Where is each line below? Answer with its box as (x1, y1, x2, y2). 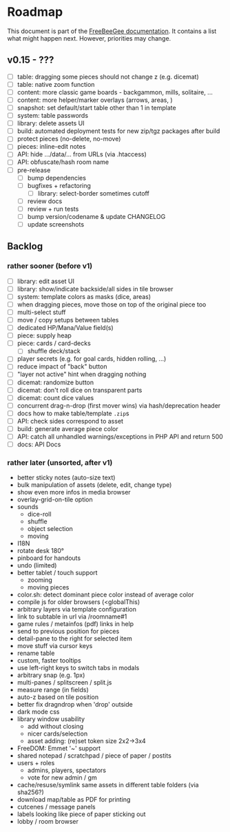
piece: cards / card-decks (17, 339, 91, 348)
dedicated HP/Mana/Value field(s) (17, 324, 114, 332)
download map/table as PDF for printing (17, 795, 131, 804)
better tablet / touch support (17, 569, 98, 577)
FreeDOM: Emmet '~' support (17, 745, 101, 753)
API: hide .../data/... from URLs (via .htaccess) (17, 150, 147, 158)
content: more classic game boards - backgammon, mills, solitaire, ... (17, 87, 213, 96)
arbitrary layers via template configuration (17, 605, 136, 614)
